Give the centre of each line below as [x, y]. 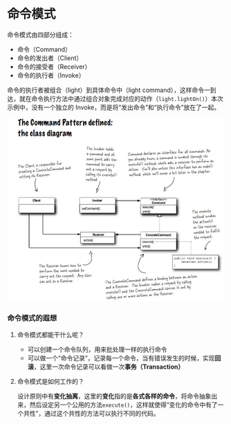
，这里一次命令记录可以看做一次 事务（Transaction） [109, 367]
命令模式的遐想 [32, 318]
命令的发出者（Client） [50, 58]
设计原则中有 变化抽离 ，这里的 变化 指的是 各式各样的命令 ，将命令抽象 [114, 396]
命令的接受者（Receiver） [54, 66]
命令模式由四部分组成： [40, 35]
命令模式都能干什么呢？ [50, 334]
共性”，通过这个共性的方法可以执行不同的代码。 [91, 413]
